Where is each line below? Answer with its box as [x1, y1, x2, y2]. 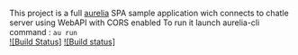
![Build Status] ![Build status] [9, 36, 115, 47]
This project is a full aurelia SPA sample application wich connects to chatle [9, 8, 290, 18]
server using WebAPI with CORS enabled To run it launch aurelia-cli [9, 17, 260, 28]
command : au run [9, 27, 78, 37]
